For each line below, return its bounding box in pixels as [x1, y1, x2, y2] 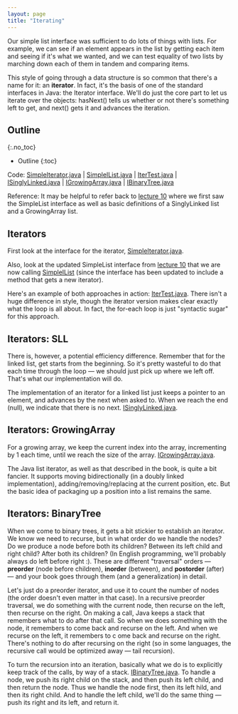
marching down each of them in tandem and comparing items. [7, 59, 190, 68]
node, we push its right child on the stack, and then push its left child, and [7, 675, 224, 684]
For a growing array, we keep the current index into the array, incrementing [7, 443, 227, 451]
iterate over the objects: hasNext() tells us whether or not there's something [7, 95, 229, 104]
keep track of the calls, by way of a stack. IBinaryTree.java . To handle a [7, 668, 216, 676]
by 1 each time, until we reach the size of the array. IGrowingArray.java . [7, 450, 215, 459]
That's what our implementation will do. [7, 374, 123, 383]
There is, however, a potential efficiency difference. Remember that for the [7, 351, 225, 360]
